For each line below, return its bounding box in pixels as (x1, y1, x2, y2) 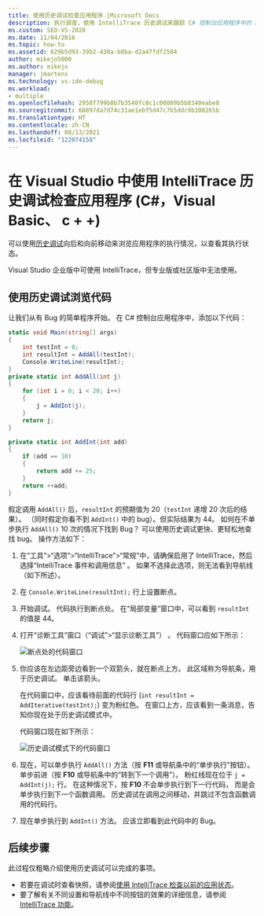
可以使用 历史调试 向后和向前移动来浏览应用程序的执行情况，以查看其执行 (8, 239, 242, 248)
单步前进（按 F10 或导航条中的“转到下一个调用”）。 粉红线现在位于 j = (19, 770, 246, 779)
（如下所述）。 (19, 570, 65, 579)
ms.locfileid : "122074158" (8, 135, 97, 144)
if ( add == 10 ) (22, 453, 72, 461)
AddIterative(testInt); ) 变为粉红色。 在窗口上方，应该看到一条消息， (19, 700, 249, 709)
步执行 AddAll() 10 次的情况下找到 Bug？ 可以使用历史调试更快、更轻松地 (8, 524, 245, 533)
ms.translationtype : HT (8, 114, 86, 122)
